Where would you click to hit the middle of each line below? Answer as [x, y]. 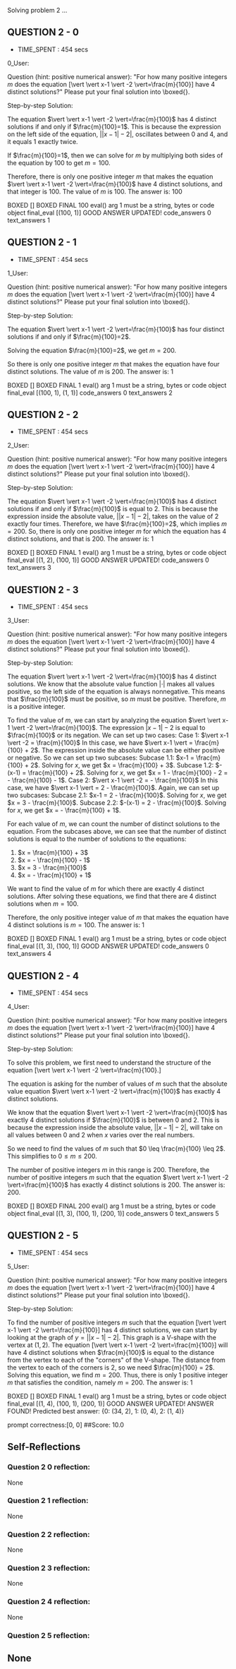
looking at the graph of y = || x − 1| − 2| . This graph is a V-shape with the [112, 1337]
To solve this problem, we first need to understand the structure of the [109, 1063]
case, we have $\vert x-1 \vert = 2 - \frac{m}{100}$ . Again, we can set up [113, 788]
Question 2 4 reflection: [49, 1602]
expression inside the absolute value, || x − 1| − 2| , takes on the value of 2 [113, 516]
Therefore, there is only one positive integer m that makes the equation [110, 177]
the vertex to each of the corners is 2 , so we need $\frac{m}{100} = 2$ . [111, 1367]
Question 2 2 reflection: [49, 1534]
